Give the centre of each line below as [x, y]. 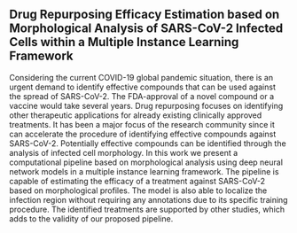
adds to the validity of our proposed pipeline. [91, 218]
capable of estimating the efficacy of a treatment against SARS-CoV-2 [137, 181]
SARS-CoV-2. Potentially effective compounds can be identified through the [148, 143]
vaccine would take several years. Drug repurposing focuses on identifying [146, 105]
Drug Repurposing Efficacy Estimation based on [145, 15]
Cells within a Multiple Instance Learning [124, 42]
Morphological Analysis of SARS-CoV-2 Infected [146, 29]
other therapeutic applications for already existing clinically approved [136, 115]
